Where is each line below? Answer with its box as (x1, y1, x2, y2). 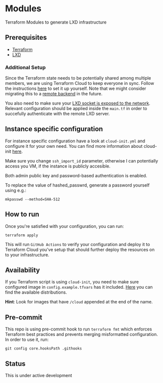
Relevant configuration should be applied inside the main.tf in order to (5, 106, 147, 111)
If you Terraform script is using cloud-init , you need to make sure (5, 279, 139, 285)
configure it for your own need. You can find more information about (5, 143, 143, 149)
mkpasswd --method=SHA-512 (5, 197, 60, 202)
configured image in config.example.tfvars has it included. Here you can (5, 284, 153, 290)
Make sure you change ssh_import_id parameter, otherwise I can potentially (5, 158, 158, 164)
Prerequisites (5, 33, 47, 42)
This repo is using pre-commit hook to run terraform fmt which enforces (5, 326, 152, 332)
